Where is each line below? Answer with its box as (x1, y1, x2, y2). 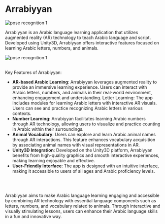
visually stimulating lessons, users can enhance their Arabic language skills (5, 208, 158, 214)
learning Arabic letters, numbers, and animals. (5, 45, 99, 51)
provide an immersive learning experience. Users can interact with (12, 84, 147, 90)
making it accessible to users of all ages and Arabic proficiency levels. (12, 168, 155, 174)
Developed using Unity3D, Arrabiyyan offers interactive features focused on (5, 39, 159, 45)
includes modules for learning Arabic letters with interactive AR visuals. (12, 100, 157, 106)
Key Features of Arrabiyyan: (5, 69, 62, 75)
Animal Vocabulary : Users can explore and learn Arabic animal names (12, 131, 156, 137)
